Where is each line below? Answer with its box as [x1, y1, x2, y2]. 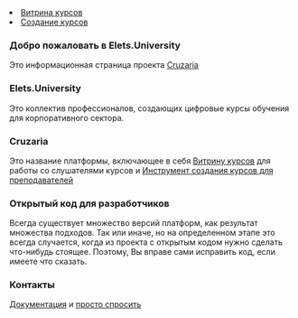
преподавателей [9, 174, 74, 185]
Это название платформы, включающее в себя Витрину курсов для [9, 155, 271, 166]
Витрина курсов [21, 7, 83, 17]
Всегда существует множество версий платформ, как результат [9, 218, 259, 229]
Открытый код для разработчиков [9, 197, 170, 210]
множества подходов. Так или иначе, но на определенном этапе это [9, 228, 275, 238]
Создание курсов [21, 16, 88, 27]
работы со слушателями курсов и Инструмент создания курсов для [9, 164, 274, 175]
